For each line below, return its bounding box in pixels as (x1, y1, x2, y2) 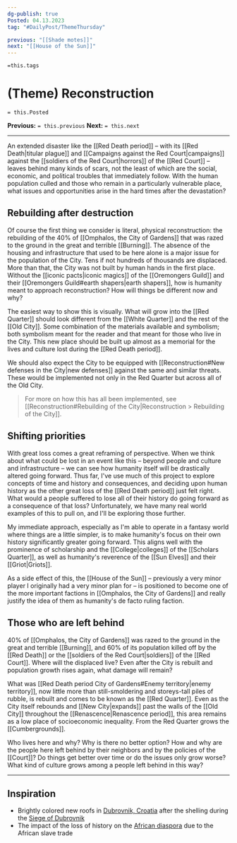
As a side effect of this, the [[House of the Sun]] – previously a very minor (7, 574, 221, 582)
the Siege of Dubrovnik (17, 814, 85, 823)
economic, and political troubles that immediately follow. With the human (7, 172, 219, 180)
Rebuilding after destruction (7, 207, 134, 219)
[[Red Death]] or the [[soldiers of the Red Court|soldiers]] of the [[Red (7, 651, 210, 659)
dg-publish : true (7, 10, 59, 18)
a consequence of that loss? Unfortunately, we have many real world (7, 501, 207, 509)
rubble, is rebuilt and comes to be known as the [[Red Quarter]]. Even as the (7, 694, 229, 703)
